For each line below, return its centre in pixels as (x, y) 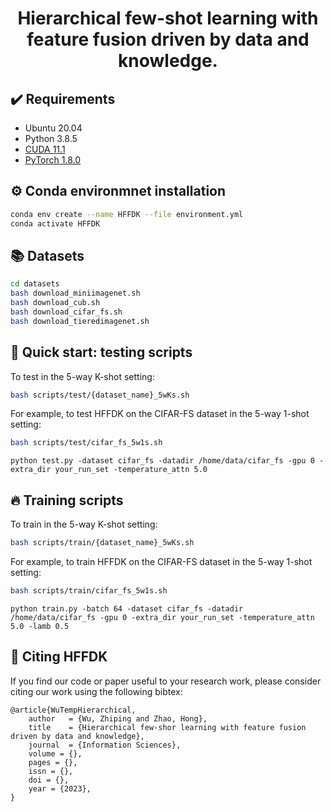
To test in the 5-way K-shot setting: (82, 376)
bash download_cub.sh (55, 303)
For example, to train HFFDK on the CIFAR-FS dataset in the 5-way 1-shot (161, 561)
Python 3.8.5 (51, 138)
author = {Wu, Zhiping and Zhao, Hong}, (118, 718)
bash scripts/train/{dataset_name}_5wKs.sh (102, 543)
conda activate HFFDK (55, 223)
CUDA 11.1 (45, 149)
